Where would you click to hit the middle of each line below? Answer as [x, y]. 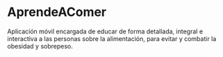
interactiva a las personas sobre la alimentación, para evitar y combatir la [112, 38]
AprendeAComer [57, 12]
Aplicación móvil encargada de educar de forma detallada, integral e [105, 31]
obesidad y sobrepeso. [40, 46]
